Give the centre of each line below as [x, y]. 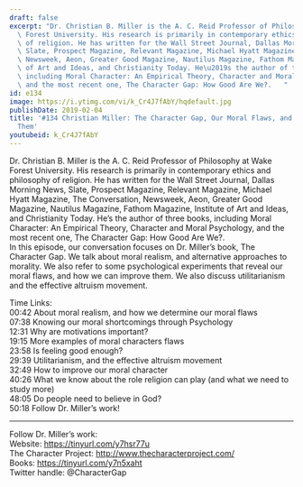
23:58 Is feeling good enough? [66, 350]
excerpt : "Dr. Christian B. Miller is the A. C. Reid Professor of [139, 26]
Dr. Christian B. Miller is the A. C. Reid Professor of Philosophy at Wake [141, 161]
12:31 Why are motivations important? [79, 331]
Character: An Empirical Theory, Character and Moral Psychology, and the [147, 227]
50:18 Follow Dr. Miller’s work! [64, 408]
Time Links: [31, 302]
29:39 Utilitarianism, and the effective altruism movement [116, 360]
